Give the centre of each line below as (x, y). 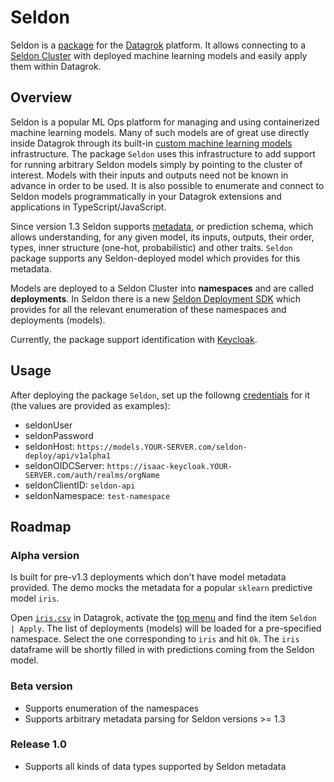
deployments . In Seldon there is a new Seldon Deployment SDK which (156, 298)
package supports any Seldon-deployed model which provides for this (155, 258)
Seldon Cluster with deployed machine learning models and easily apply (159, 55)
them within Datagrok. (56, 66)
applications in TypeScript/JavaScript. (88, 207)
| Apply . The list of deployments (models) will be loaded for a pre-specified (166, 628)
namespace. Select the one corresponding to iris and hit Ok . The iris (155, 639)
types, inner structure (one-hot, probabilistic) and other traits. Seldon (151, 247)
